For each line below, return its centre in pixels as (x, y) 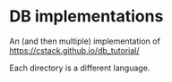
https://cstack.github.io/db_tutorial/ (75, 50)
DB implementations (86, 16)
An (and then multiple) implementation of (85, 41)
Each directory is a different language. (80, 68)
